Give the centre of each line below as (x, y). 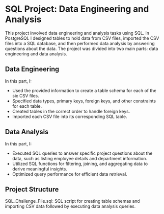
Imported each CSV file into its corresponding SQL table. (69, 117)
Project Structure (32, 189)
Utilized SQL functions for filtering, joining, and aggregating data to (80, 164)
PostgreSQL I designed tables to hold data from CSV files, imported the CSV (82, 38)
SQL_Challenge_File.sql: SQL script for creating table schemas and (72, 201)
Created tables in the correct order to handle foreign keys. (71, 111)
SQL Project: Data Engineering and (77, 9)
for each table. (27, 106)
